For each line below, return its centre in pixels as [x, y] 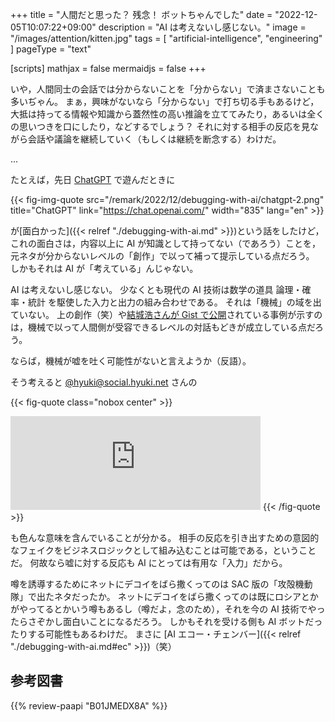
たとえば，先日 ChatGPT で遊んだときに [93, 179]
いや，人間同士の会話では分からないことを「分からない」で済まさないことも [168, 89]
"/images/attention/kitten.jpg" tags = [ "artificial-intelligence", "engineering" [166, 38]
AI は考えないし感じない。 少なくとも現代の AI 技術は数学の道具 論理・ [156, 289]
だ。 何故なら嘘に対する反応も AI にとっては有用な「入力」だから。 [149, 562]
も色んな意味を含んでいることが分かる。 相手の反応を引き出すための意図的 [165, 537]
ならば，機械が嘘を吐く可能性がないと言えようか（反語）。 [131, 361]
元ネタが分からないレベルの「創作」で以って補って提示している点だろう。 [162, 256]
